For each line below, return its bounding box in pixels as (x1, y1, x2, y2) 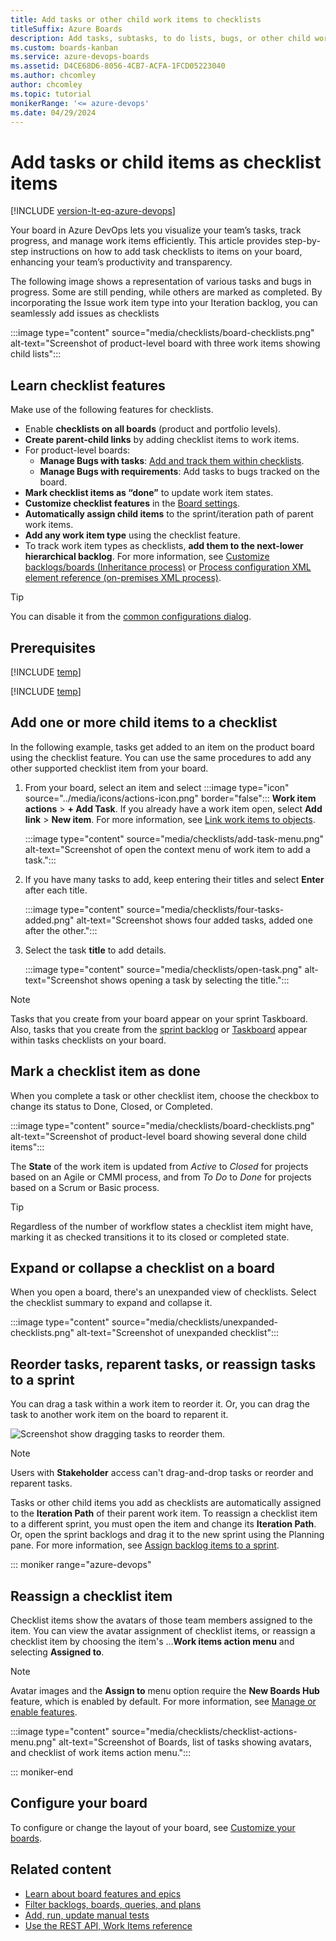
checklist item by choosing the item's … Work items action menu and (10, 1636, 295, 1647)
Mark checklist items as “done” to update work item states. (24, 487, 274, 499)
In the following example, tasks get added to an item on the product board (10, 741, 315, 753)
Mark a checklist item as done (10, 1063, 201, 1080)
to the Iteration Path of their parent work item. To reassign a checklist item (10, 1507, 318, 1520)
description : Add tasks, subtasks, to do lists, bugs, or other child (10, 33, 311, 43)
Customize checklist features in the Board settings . (24, 497, 241, 510)
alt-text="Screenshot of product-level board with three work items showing (10, 337, 321, 350)
